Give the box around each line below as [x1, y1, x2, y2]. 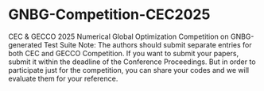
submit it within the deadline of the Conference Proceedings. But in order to [8, 57, 256, 66]
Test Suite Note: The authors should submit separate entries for [43, 40, 252, 49]
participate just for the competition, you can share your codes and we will [8, 65, 249, 74]
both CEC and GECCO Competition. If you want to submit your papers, [8, 48, 239, 58]
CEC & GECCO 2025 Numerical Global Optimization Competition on [8, 32, 229, 41]
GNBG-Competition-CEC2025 [8, 6, 211, 24]
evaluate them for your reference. [8, 74, 118, 83]
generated [8, 40, 42, 49]
